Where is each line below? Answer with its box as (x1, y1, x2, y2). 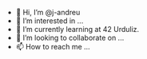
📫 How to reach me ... (15, 42, 90, 51)
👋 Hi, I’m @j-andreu (15, 8, 81, 17)
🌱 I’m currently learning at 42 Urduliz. (15, 25, 140, 33)
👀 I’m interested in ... (15, 16, 84, 26)
